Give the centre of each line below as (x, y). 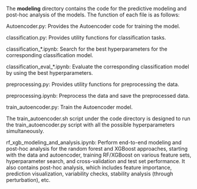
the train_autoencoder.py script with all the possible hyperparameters (91, 125)
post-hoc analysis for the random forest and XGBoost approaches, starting (97, 149)
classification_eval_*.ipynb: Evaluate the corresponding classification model (98, 67)
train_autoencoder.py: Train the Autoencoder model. (70, 107)
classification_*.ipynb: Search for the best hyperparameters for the (87, 49)
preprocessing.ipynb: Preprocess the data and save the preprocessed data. (98, 96)
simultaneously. (25, 131)
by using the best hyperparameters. (50, 73)
